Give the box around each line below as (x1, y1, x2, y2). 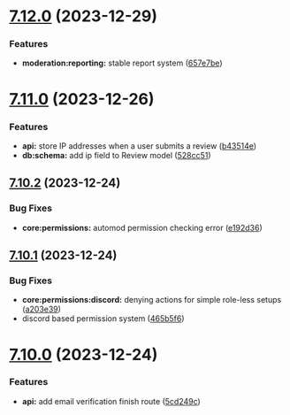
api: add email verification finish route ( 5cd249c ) (21, 396, 201, 406)
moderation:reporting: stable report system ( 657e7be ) (21, 58, 223, 68)
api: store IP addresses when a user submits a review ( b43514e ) (21, 140, 257, 151)
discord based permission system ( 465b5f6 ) (21, 313, 185, 324)
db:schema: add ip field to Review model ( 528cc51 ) (21, 150, 211, 160)
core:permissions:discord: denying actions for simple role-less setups (21, 295, 282, 305)
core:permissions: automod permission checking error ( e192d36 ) (21, 222, 263, 233)
